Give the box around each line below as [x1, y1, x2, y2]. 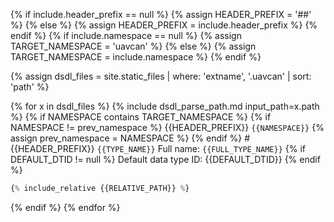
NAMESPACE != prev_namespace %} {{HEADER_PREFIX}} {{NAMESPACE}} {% [10, 122, 325, 133]
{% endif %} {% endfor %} [10, 201, 121, 213]
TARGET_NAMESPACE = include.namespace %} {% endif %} [10, 51, 262, 63]
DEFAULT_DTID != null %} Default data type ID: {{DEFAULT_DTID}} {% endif [10, 154, 321, 165]
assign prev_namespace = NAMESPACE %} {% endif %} [10, 132, 243, 144]
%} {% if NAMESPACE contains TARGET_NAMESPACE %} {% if [10, 111, 272, 123]
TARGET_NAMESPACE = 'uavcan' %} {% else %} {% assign [10, 40, 257, 52]
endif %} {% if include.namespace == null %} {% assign [10, 30, 242, 41]
